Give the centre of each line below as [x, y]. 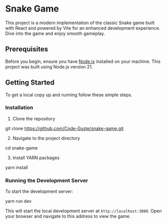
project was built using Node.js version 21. [49, 66]
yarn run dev [18, 201]
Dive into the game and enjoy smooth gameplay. [55, 33]
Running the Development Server [47, 180]
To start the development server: [39, 191]
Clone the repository [34, 118]
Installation [19, 108]
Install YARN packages [36, 158]
